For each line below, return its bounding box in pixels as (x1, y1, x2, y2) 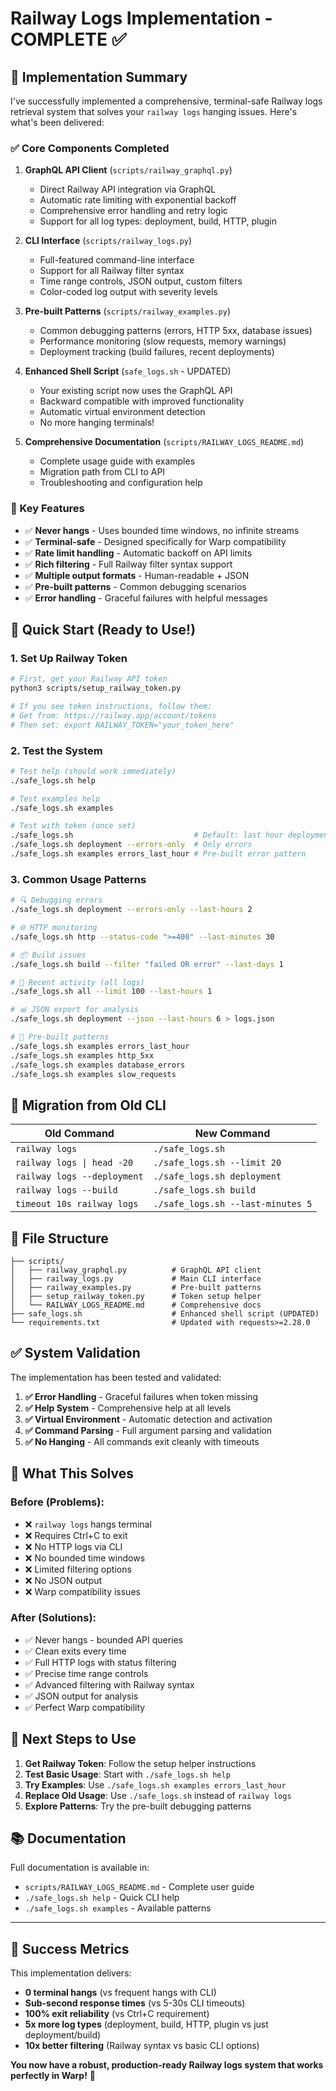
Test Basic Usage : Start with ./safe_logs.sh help (24, 1768, 231, 1780)
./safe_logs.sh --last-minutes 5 (153, 1198, 313, 1210)
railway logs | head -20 (15, 1157, 134, 1169)
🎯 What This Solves (10, 1465, 135, 1482)
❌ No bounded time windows (24, 1552, 146, 1564)
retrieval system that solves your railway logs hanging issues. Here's (10, 106, 298, 117)
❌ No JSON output (24, 1574, 103, 1586)
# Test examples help (10, 793, 101, 804)
